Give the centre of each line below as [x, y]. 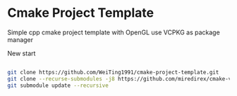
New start [22, 53]
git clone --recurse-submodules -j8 [61, 78]
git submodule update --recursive [58, 85]
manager [20, 39]
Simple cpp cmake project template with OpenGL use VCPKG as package [114, 32]
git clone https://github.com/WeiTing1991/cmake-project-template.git [113, 72]
